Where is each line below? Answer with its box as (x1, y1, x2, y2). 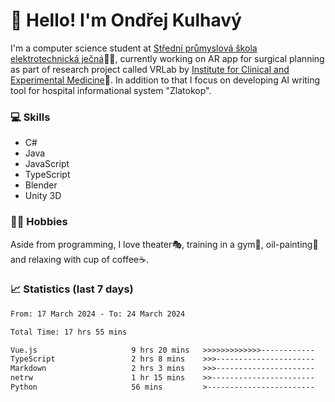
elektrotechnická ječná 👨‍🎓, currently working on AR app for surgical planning (10, 52, 325, 64)
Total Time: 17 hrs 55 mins (10, 327, 128, 337)
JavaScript (24, 158, 70, 170)
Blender (24, 179, 58, 191)
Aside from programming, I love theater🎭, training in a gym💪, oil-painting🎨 (10, 238, 319, 250)
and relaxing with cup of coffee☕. (10, 253, 149, 265)
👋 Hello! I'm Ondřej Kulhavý (10, 9, 242, 32)
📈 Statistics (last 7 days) (10, 282, 134, 296)
